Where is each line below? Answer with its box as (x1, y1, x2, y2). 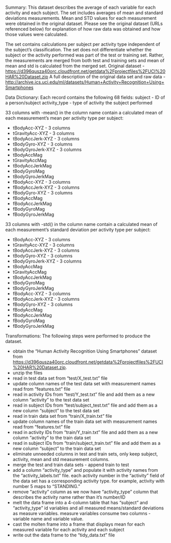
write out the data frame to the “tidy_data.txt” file (12, 532, 116, 538)
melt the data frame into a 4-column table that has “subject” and (12, 500, 148, 505)
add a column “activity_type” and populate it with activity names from (12, 467, 158, 473)
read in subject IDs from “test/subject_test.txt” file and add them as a (12, 402, 158, 408)
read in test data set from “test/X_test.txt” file (12, 375, 108, 381)
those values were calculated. (5, 32, 68, 37)
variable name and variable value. (12, 516, 84, 522)
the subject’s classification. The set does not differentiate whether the (5, 47, 152, 52)
